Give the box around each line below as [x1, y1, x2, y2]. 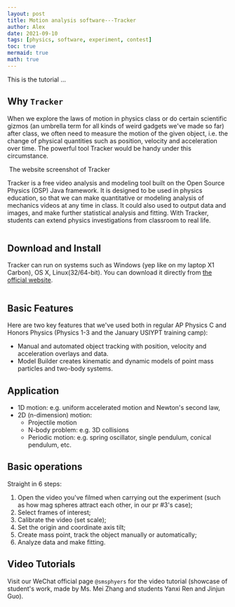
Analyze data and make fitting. [17, 538, 106, 546]
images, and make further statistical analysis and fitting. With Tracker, [7, 208, 209, 217]
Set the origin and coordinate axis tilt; [17, 523, 126, 531]
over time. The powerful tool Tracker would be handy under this [7, 144, 192, 152]
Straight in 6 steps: [7, 479, 62, 488]
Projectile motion [27, 418, 77, 427]
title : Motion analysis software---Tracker [7, 17, 137, 24]
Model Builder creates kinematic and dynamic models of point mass [17, 357, 214, 366]
